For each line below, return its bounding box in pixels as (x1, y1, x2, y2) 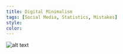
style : (6, 20, 22, 26)
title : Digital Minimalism (6, 8, 73, 15)
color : (6, 25, 22, 31)
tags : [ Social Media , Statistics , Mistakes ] (6, 14, 118, 20)
